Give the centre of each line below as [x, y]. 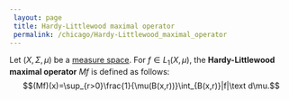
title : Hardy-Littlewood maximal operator [94, 26]
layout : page [38, 18]
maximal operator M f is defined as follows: [90, 72]
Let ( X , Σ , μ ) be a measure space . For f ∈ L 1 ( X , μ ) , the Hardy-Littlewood [142, 61]
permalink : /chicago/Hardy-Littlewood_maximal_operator [120, 34]
